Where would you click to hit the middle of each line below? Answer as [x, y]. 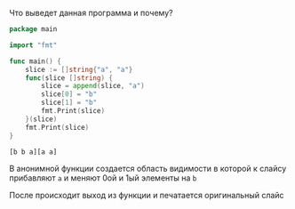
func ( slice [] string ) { [69, 78]
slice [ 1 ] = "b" [69, 103]
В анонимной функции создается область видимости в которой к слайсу [148, 168]
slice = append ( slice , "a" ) [93, 86]
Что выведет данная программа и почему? [91, 13]
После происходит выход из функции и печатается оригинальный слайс [147, 195]
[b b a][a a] [33, 152]
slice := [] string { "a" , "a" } [79, 69]
